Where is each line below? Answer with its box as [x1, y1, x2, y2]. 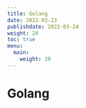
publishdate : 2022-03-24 [7, 23, 79, 30]
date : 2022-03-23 [7, 17, 58, 24]
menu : [7, 43, 23, 49]
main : [13, 49, 30, 56]
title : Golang [7, 10, 49, 17]
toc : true [7, 36, 36, 43]
